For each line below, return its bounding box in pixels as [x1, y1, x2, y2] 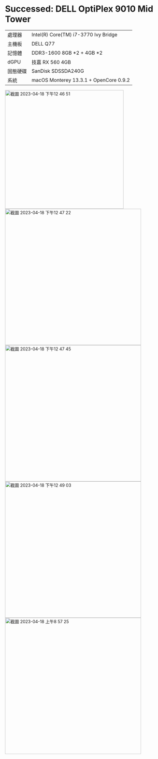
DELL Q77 [31, 40, 55, 47]
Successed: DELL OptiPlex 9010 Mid [5, 3, 154, 15]
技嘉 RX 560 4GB [31, 59, 72, 65]
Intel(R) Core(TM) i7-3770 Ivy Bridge [31, 31, 117, 38]
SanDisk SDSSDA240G [31, 67, 85, 74]
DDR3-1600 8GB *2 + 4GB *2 [31, 49, 103, 56]
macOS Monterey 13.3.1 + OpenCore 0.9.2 [31, 77, 130, 83]
